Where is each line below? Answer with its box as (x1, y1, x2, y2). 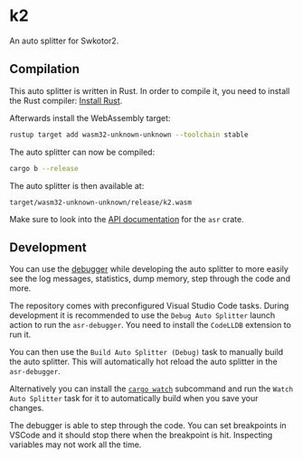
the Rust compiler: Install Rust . (9, 95, 123, 106)
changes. (9, 403, 44, 414)
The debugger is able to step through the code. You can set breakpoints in (9, 420, 287, 431)
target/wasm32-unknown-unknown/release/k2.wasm (9, 198, 193, 207)
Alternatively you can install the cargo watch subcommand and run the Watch (9, 383, 294, 394)
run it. (9, 329, 32, 340)
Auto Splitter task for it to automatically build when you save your (9, 393, 260, 404)
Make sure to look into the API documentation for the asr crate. (9, 213, 244, 224)
